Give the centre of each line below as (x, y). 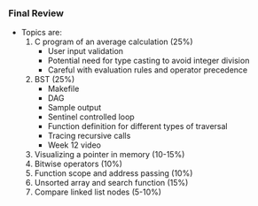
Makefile (63, 89)
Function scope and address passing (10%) (113, 173)
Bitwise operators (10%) (78, 164)
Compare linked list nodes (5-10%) (98, 192)
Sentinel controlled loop (91, 117)
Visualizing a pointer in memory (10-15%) (109, 155)
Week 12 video (74, 145)
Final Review (36, 13)
